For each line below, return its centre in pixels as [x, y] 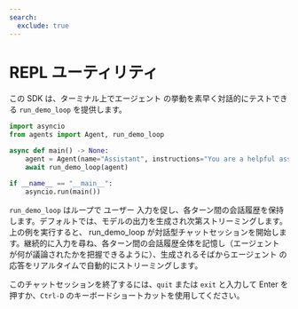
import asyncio [37, 127]
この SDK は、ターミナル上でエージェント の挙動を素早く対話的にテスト [141, 99]
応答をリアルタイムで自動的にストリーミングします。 [106, 265]
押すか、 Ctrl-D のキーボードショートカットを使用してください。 [127, 295]
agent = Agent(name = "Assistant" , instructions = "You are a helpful [150, 159]
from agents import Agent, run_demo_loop [87, 135]
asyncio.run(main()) [63, 192]
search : [24, 17]
